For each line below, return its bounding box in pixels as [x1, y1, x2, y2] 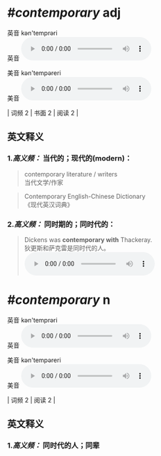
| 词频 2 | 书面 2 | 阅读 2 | [7, 108, 78, 117]
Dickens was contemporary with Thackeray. [24, 235, 153, 244]
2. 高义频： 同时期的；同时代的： [7, 219, 116, 229]
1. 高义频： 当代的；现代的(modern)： [7, 154, 133, 163]
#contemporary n [7, 292, 111, 308]
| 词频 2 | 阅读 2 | [7, 396, 56, 404]
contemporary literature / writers [24, 170, 118, 178]
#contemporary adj [7, 5, 121, 21]
